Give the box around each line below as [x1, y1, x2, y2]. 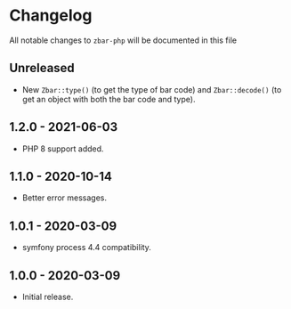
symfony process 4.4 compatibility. [21, 242, 151, 253]
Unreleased [9, 61, 76, 76]
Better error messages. [21, 192, 108, 203]
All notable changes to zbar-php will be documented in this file [9, 35, 238, 45]
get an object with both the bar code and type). [21, 94, 196, 104]
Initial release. [21, 291, 74, 302]
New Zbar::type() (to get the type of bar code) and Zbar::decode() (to [21, 84, 282, 94]
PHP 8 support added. [21, 143, 104, 154]
